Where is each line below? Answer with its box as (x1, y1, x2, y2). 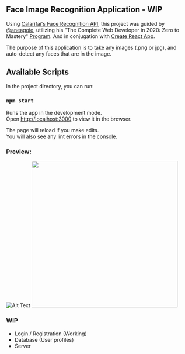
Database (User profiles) (14, 336, 74, 343)
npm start (6, 97, 34, 104)
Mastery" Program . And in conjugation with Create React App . (6, 32, 156, 40)
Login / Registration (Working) (14, 330, 88, 337)
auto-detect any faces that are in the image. (6, 50, 112, 57)
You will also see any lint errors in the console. (6, 133, 118, 140)
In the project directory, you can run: (6, 83, 94, 90)
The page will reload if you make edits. (6, 126, 99, 133)
